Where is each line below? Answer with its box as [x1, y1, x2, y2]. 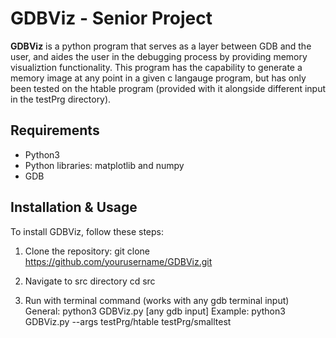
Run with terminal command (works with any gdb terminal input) [24, 294, 290, 306]
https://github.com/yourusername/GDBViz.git [24, 255, 213, 267]
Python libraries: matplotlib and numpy [24, 159, 185, 171]
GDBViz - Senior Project [10, 7, 213, 30]
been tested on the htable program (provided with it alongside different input [10, 82, 327, 94]
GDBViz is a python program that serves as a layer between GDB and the [10, 40, 312, 52]
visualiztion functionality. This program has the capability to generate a [10, 61, 303, 73]
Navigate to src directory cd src [24, 275, 156, 287]
